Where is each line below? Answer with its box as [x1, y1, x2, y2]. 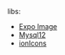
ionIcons [18, 38, 47, 48]
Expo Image [18, 22, 58, 31]
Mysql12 [18, 31, 46, 39]
